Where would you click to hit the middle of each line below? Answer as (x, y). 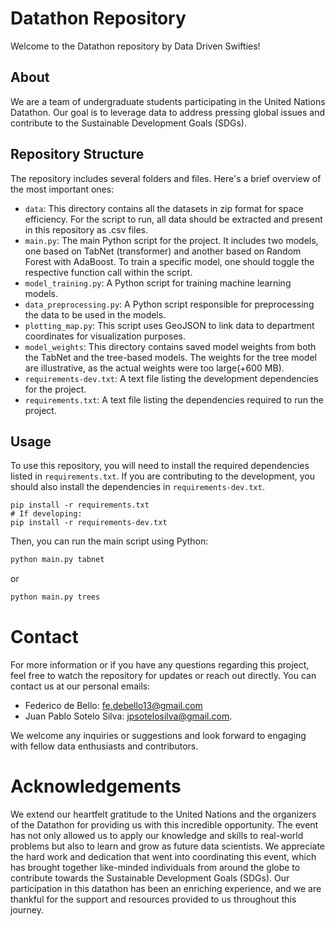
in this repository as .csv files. (86, 229)
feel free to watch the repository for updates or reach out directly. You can (163, 676)
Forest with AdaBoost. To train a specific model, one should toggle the (169, 261)
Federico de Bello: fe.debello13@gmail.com (113, 706)
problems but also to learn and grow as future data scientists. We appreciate (168, 846)
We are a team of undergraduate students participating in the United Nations (168, 101)
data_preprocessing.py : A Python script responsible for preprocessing (169, 304)
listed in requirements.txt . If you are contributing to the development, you (162, 476)
